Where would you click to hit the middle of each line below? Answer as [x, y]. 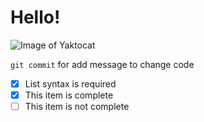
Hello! [35, 17]
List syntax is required [70, 83]
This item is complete [69, 95]
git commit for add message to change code [102, 64]
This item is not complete [77, 107]
